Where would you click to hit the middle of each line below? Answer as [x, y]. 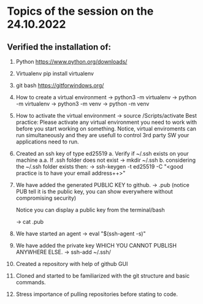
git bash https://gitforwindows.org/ [60, 85]
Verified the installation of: [59, 47]
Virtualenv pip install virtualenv [55, 74]
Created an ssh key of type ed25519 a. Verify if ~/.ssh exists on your [102, 154]
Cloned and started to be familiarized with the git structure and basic [103, 276]
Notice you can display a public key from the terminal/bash [90, 210]
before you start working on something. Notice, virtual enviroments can [106, 129]
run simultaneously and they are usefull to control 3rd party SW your [102, 135]
